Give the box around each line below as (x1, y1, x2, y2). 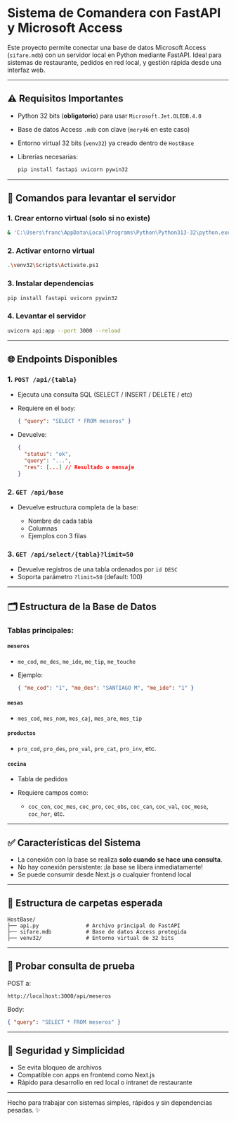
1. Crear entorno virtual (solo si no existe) (7, 213, 151, 223)
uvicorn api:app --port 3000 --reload (7, 327, 121, 334)
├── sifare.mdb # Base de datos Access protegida (7, 928, 188, 935)
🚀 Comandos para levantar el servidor (7, 192, 176, 204)
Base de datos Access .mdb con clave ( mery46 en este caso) (17, 125, 190, 133)
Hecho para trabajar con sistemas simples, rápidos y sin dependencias (7, 1098, 213, 1107)
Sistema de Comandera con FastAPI (7, 5, 221, 21)
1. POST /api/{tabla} (7, 375, 77, 385)
